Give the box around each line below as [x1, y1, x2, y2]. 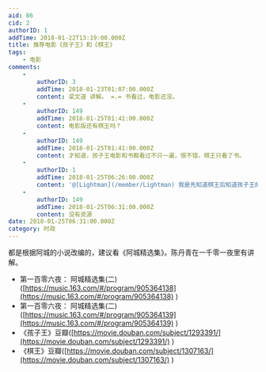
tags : [8, 48, 26, 56]
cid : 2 [8, 19, 30, 27]
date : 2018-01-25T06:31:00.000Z [8, 218, 115, 226]
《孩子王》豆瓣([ [19, 328, 74, 337]
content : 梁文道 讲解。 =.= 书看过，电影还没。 [36, 93, 179, 101]
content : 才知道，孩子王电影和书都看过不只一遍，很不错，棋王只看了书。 [36, 151, 245, 159]
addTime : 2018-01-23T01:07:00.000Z [36, 85, 154, 93]
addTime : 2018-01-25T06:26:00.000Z [36, 173, 154, 182]
